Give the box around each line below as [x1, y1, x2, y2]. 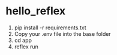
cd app [14, 36, 32, 44]
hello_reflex [5, 4, 66, 18]
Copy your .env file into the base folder [14, 30, 112, 37]
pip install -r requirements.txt [14, 24, 86, 31]
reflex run [14, 43, 38, 50]
